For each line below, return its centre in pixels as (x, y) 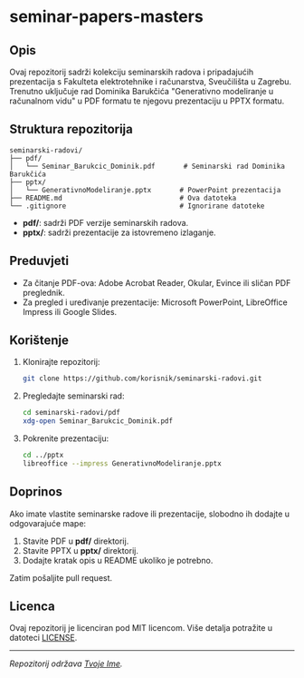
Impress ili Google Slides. (70, 311)
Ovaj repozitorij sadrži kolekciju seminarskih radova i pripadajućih (132, 72)
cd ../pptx (43, 456)
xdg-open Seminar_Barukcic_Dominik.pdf (98, 421)
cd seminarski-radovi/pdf (71, 413)
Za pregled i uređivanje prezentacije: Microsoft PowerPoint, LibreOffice (155, 302)
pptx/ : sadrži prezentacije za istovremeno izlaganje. (119, 232)
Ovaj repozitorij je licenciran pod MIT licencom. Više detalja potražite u (141, 628)
